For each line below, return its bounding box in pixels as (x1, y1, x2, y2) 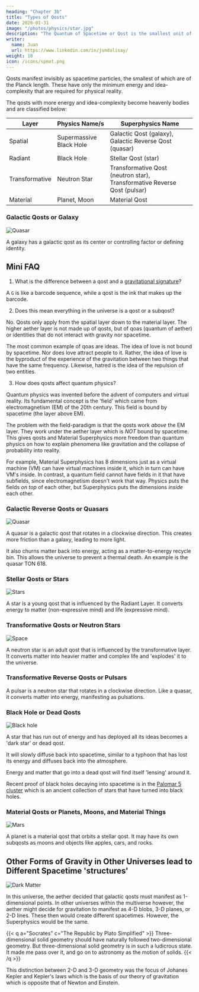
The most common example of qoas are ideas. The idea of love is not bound (6, 342, 192, 349)
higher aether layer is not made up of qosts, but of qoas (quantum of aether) (6, 325, 192, 332)
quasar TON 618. (6, 560, 47, 567)
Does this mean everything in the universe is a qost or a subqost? (14, 307, 175, 314)
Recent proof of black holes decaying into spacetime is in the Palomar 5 (6, 780, 182, 788)
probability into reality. (6, 446, 61, 454)
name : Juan (11, 42, 38, 48)
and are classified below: (6, 105, 68, 112)
